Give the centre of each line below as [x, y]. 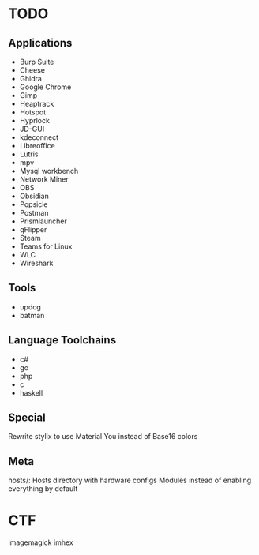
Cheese [32, 70]
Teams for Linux [46, 246]
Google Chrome [45, 87]
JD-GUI [32, 129]
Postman [34, 213]
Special [27, 418]
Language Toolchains [62, 340]
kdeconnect [39, 137]
